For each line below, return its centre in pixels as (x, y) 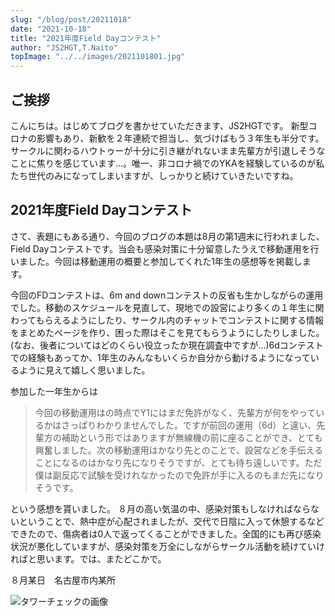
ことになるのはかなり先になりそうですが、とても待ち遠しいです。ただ (178, 462)
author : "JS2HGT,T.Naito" (64, 47)
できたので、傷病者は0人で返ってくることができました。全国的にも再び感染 (166, 533)
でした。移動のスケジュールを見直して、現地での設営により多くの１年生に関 (167, 307)
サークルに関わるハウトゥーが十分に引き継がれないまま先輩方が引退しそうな (168, 150)
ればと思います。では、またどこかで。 (88, 558)
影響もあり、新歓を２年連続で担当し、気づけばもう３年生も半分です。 (180, 138)
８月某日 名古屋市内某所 (63, 580)
